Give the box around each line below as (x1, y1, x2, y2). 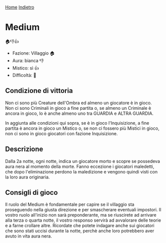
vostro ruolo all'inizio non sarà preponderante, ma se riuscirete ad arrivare (5, 212, 157, 218)
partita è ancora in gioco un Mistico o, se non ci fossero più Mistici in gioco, (5, 125, 160, 131)
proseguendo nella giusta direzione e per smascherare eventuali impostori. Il (5, 207, 162, 213)
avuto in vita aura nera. (5, 233, 52, 239)
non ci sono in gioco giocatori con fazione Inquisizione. (5, 130, 118, 136)
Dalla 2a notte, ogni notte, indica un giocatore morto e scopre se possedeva (5, 158, 160, 164)
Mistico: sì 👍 (12, 65, 39, 71)
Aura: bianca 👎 (12, 57, 44, 64)
